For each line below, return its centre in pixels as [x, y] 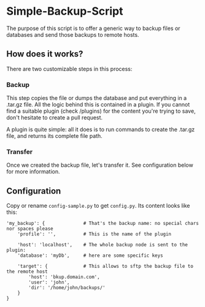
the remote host [27, 272]
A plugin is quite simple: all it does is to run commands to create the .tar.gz [101, 129]
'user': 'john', [49, 282]
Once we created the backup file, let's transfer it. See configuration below [100, 165]
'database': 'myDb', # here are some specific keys [91, 256]
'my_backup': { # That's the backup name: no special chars [103, 224]
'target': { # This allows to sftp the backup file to [105, 267]
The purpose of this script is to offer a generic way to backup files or [93, 28]
